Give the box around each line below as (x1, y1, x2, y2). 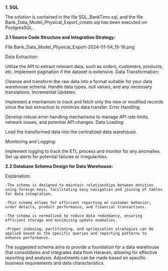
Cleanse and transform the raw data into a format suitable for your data (5, 79, 152, 84)
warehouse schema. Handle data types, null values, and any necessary (5, 84, 152, 90)
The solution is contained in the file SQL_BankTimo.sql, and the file (5, 14, 143, 20)
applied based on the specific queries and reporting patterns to (5, 231, 147, 236)
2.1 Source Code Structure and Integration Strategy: (5, 35, 115, 40)
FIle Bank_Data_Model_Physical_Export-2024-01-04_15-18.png (5, 44, 135, 50)
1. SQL (5, 5, 19, 10)
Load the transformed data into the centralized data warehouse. (5, 129, 137, 135)
